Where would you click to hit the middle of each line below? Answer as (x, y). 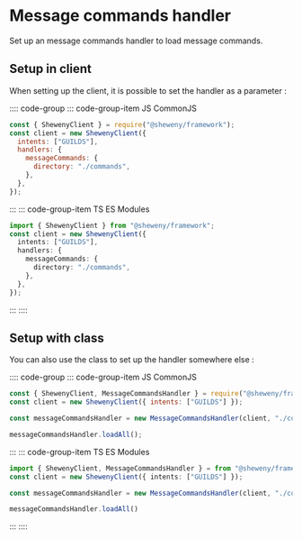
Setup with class (57, 338)
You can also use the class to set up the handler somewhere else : (132, 360)
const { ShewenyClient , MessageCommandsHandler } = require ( (126, 394)
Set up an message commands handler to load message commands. (136, 41)
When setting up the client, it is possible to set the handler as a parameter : (148, 90)
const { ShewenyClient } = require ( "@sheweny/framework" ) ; (122, 124)
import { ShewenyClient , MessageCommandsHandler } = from (120, 468)
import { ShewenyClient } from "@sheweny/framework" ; (112, 225)
